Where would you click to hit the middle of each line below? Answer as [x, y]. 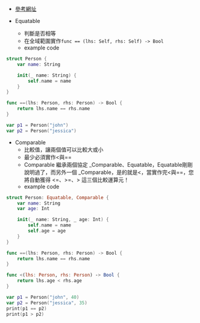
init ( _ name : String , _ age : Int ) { [63, 220]
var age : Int [33, 209]
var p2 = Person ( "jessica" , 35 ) [47, 303]
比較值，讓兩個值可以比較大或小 [64, 149]
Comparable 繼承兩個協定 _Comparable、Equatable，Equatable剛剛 [108, 164]
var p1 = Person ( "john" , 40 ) [43, 297]
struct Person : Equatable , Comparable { [58, 197]
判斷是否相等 [40, 33]
